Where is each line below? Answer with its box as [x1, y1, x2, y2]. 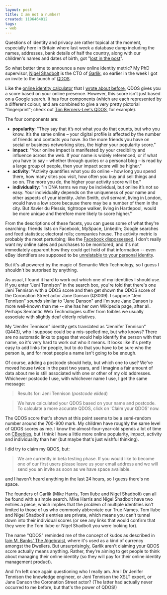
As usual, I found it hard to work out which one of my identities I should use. [5, 277, 161, 283]
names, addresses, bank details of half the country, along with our [5, 50, 141, 56]
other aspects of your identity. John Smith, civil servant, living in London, [12, 195, 162, 201]
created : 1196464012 [5, 16, 48, 21]
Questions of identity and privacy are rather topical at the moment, [5, 39, 142, 45]
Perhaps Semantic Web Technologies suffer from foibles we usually [5, 309, 144, 315]
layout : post [5, 7, 32, 12]
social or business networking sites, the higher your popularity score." [12, 142, 156, 148]
